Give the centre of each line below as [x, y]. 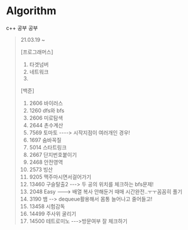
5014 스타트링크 [48, 147]
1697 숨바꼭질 [45, 140]
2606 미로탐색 [46, 118]
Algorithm [31, 11]
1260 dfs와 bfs [47, 110]
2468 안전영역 [46, 162]
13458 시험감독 [47, 206]
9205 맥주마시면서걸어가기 [60, 177]
